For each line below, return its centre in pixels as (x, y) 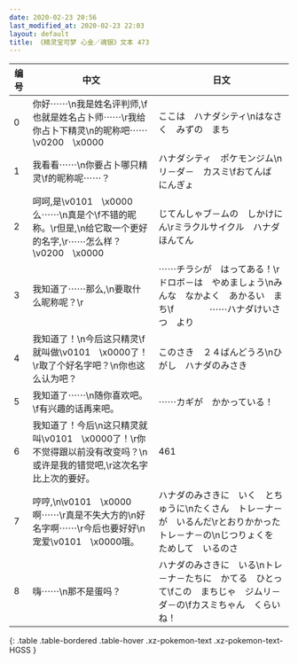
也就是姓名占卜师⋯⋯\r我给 (89, 118)
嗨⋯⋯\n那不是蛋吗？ (77, 592)
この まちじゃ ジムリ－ (227, 592)
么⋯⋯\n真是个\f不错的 (80, 215)
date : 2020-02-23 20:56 (53, 17)
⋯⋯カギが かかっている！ (216, 402)
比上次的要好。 (64, 479)
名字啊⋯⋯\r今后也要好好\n (89, 528)
